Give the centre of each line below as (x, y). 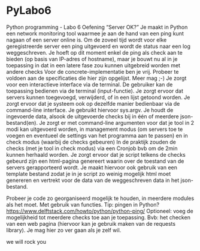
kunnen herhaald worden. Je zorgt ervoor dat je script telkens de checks (96, 154)
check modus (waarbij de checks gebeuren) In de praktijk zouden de (91, 142)
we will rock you (26, 241)
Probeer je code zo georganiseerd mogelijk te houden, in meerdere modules (100, 198)
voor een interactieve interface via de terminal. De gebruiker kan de (90, 84)
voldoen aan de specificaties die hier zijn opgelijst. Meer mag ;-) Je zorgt (96, 78)
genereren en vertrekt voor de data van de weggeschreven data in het (93, 180)
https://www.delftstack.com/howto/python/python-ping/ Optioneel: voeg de (100, 211)
